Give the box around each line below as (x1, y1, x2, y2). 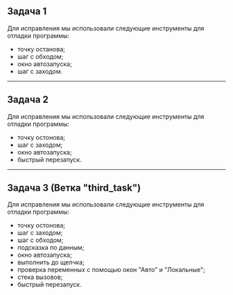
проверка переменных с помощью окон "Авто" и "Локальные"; (17, 266, 206, 274)
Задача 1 (7, 6, 47, 17)
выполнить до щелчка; (17, 258, 85, 266)
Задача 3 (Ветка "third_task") (7, 182, 141, 194)
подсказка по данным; (17, 244, 85, 252)
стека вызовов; (17, 273, 63, 281)
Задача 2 (7, 94, 49, 106)
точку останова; (17, 45, 66, 53)
